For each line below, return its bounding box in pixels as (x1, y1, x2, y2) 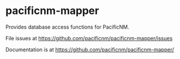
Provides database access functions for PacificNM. (5, 23, 130, 30)
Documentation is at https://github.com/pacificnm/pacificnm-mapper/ (5, 46, 174, 53)
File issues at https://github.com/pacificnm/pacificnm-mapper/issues (5, 34, 173, 41)
